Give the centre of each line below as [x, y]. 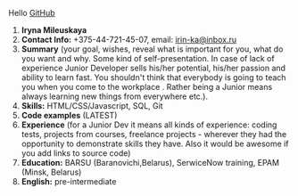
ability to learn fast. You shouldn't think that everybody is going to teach [153, 78]
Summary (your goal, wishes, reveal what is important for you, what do [152, 49]
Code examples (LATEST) [69, 115]
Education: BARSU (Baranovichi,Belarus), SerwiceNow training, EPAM [150, 163]
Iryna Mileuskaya [54, 30]
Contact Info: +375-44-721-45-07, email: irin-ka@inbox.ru [129, 40]
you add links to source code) [76, 153]
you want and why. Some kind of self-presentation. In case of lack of [148, 58]
